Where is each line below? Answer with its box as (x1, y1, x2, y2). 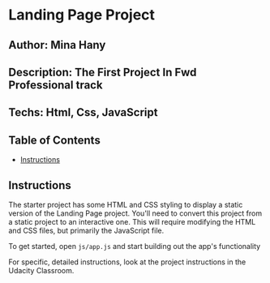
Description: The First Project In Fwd (8, 65, 197, 79)
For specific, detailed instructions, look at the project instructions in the (8, 257, 246, 267)
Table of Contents (8, 133, 101, 147)
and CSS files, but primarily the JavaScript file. (8, 225, 165, 235)
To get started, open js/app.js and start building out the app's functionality (8, 241, 261, 251)
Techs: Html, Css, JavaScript (8, 105, 158, 119)
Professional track (8, 78, 103, 92)
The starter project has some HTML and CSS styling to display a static (8, 199, 243, 209)
